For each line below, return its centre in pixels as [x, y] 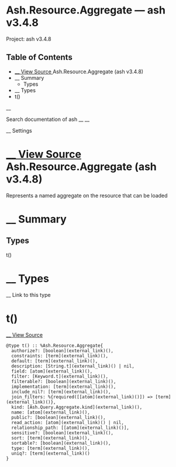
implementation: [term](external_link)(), [64, 387]
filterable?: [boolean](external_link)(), [64, 381]
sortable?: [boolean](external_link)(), [61, 443]
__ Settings [19, 130]
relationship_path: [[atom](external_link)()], [70, 428]
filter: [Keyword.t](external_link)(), [60, 376]
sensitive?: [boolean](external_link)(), [63, 433]
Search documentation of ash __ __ [48, 119]
